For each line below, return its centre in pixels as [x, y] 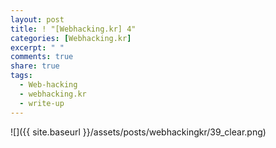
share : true [35, 66]
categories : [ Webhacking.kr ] [71, 38]
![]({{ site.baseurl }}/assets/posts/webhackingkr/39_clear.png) [138, 132]
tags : [21, 76]
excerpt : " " [37, 47]
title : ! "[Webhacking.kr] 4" [73, 29]
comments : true [42, 57]
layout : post [37, 19]
